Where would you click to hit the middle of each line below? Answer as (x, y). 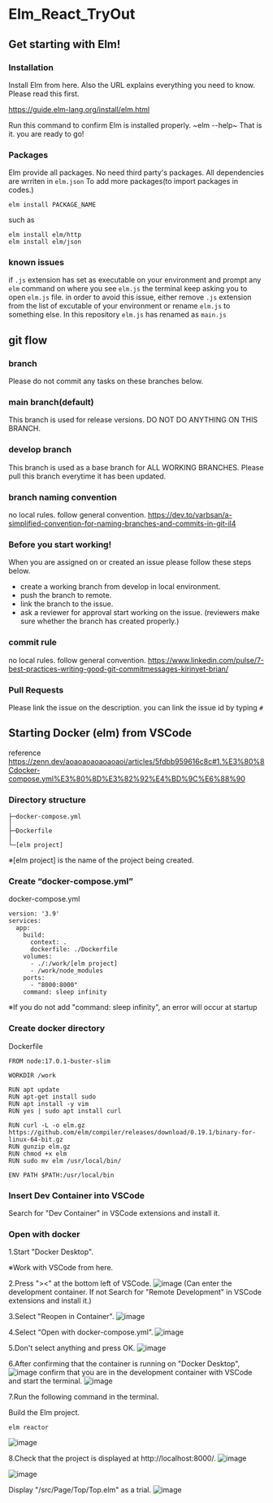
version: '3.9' (34, 914)
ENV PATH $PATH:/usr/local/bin (61, 1175)
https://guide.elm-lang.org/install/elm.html (79, 109)
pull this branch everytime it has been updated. (87, 476)
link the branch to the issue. (67, 604)
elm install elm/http (45, 235)
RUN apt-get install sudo (52, 1097)
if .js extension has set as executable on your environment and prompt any (135, 280)
